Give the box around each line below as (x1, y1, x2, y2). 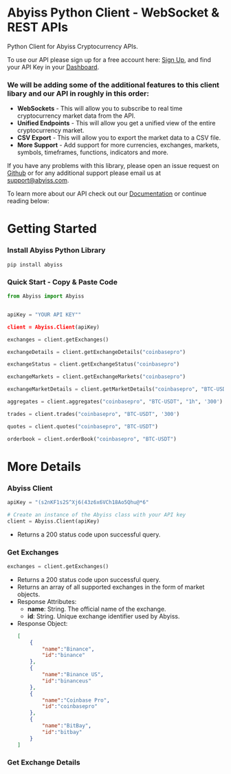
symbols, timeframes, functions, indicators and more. (16, 148, 168, 156)
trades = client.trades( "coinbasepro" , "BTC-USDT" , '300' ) (7, 410, 180, 417)
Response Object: (16, 619, 68, 627)
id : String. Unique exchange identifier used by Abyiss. (27, 611, 180, 620)
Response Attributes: (16, 597, 77, 605)
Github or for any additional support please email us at (7, 169, 162, 177)
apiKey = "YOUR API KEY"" (7, 311, 81, 318)
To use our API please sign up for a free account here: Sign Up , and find (7, 55, 211, 63)
